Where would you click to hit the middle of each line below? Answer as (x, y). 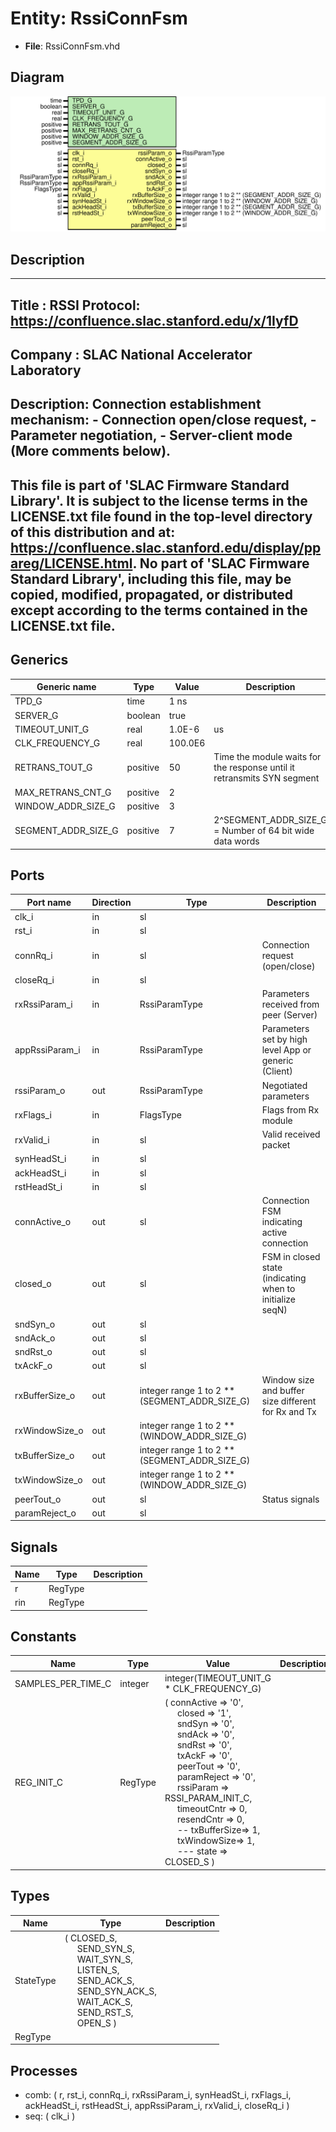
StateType (35, 1980)
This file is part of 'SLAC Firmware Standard (150, 485)
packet (276, 1145)
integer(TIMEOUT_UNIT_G (218, 1678)
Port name (49, 902)
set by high (284, 1039)
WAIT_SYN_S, (104, 1959)
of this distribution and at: (93, 532)
